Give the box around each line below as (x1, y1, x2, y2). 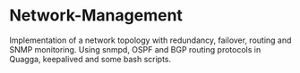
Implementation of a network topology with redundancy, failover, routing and (9, 35, 292, 45)
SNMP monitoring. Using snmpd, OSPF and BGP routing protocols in (9, 44, 261, 54)
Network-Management (9, 5, 184, 26)
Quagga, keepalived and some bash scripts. (9, 53, 172, 64)
